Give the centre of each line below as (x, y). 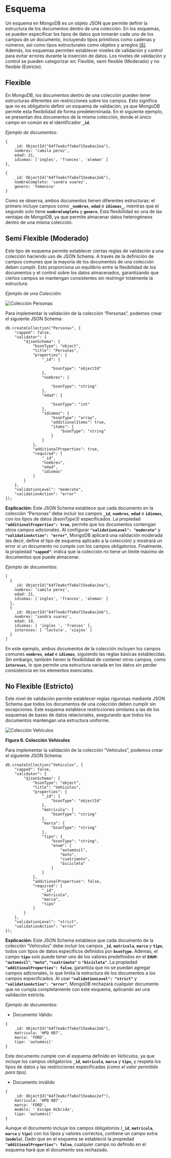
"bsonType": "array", (74, 418)
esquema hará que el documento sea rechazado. (57, 1150)
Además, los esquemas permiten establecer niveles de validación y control (84, 50)
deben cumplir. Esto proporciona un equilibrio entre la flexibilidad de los (81, 267)
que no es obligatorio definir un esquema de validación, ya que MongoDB (83, 106)
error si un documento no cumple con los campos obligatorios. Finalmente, (84, 546)
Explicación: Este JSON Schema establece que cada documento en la (79, 508)
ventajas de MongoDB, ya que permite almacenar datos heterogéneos (79, 217)
